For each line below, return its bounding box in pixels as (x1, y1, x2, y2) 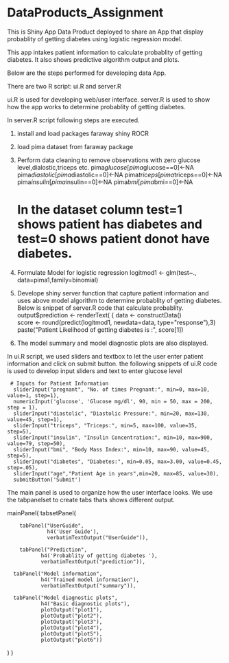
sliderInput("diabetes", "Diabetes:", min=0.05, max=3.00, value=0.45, (13, 458, 223, 465)
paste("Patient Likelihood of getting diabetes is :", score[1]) (16, 325, 184, 334)
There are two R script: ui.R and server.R (7, 82, 121, 90)
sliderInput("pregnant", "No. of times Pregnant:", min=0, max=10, (13, 386, 210, 393)
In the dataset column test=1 (16, 202, 183, 218)
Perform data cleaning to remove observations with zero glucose (16, 156, 201, 164)
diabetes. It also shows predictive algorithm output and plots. (7, 55, 180, 63)
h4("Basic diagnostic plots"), (40, 600, 130, 607)
